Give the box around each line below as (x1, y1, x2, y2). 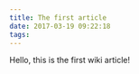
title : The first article (9, 13, 107, 23)
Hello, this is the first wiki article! (9, 55, 131, 66)
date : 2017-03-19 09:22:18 (9, 22, 111, 31)
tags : (9, 30, 30, 39)
